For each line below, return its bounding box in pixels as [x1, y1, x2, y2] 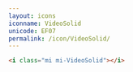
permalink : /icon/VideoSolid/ [8, 34, 111, 43]
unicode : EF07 [8, 27, 57, 35]
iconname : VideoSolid [8, 19, 82, 28]
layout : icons [8, 11, 57, 20]
